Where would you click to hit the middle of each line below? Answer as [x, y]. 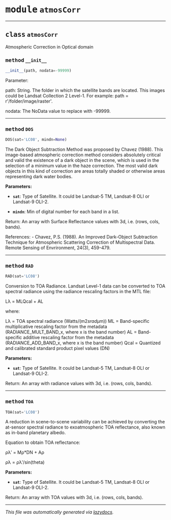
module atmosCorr [43, 10]
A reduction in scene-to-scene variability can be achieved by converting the [85, 422]
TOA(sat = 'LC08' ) [22, 412]
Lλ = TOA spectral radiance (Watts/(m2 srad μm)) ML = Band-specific [77, 321]
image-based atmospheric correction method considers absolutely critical [83, 155]
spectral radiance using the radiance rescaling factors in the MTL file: [78, 292]
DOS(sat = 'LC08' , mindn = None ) [36, 140]
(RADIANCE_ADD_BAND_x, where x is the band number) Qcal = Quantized [83, 343]
